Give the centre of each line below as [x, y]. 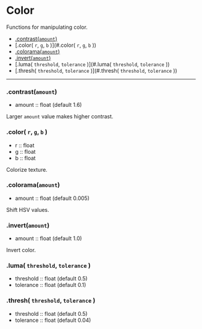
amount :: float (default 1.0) [48, 238]
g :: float [25, 151]
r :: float [25, 145]
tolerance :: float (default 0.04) [53, 320]
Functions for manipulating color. [47, 27]
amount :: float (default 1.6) [48, 105]
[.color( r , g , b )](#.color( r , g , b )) [56, 45]
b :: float [25, 158]
